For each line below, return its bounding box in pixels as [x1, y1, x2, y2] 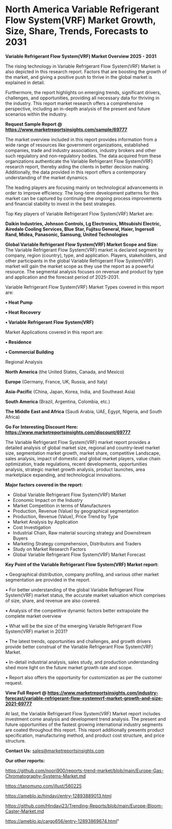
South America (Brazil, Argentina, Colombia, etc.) [5, 398, 111, 405]
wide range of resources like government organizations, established [5, 142, 149, 148]
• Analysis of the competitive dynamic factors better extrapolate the [5, 607, 149, 613]
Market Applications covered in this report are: [5, 329, 103, 335]
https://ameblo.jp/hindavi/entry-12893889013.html [5, 793, 112, 799]
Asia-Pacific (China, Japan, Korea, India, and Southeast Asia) [5, 388, 136, 395]
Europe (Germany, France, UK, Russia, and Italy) [5, 378, 107, 385]
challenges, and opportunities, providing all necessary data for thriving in [5, 95, 160, 101]
